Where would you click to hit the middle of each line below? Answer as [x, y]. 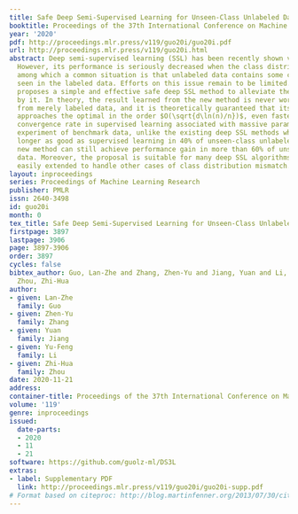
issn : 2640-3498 [39, 199]
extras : [24, 471]
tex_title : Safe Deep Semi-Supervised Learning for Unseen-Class [132, 223]
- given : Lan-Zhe [41, 298]
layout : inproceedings [51, 174]
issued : [24, 421]
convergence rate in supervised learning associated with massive [142, 125]
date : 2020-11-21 [41, 380]
